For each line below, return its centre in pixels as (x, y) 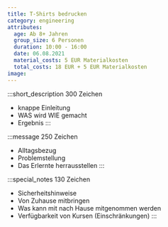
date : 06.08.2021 (39, 54)
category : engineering (41, 21)
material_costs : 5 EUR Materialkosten (71, 60)
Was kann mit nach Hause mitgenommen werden (89, 208)
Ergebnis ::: (34, 122)
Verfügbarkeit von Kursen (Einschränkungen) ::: (87, 216)
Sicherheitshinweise (47, 193)
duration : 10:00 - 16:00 (50, 47)
